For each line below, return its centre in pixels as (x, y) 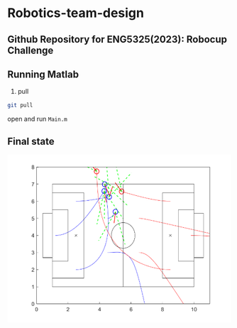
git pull (20, 105)
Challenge (31, 50)
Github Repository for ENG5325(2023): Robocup (117, 39)
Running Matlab (43, 74)
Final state (31, 141)
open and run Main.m (37, 119)
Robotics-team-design (76, 13)
